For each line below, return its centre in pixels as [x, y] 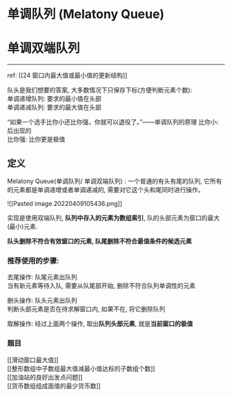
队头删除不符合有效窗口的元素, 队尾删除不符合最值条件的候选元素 [99, 241]
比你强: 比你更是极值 [36, 140]
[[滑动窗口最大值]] [33, 359]
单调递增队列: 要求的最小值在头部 [54, 99]
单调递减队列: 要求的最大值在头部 [54, 107]
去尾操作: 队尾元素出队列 [42, 277]
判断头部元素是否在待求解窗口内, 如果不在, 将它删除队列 [86, 309]
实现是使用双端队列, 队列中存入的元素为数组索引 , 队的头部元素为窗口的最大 [113, 218]
